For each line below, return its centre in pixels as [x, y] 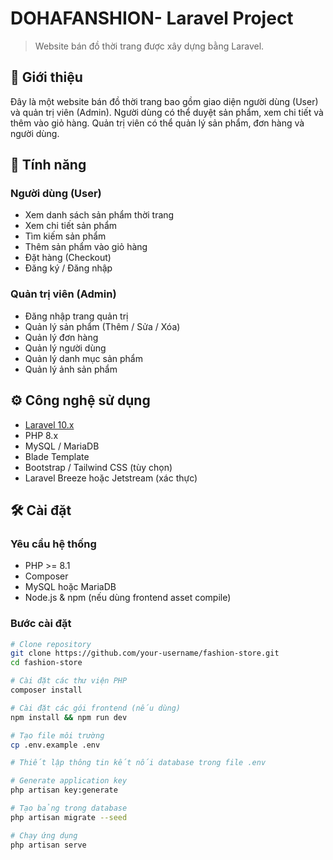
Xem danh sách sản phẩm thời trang [99, 215]
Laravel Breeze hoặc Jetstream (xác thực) [111, 478]
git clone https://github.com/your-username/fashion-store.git [145, 653]
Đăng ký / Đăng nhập [68, 268]
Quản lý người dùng [65, 348]
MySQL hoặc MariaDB [70, 587]
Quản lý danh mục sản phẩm [83, 358]
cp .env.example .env [55, 745]
